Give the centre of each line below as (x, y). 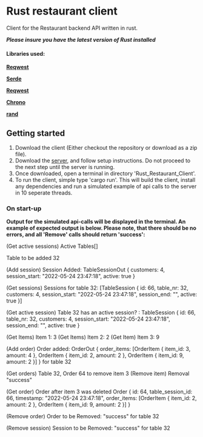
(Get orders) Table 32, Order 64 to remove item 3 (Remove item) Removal (98, 373)
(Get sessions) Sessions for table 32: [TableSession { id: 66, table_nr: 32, (98, 288)
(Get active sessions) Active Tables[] (52, 246)
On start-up (24, 208)
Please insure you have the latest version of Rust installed (81, 39)
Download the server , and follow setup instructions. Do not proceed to (103, 160)
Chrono (16, 102)
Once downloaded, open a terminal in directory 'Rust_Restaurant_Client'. (105, 173)
